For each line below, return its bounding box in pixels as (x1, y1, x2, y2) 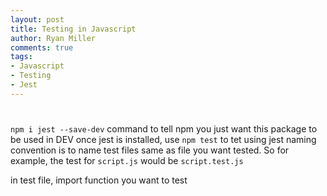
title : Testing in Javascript (10, 24, 137, 34)
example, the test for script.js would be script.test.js (10, 154, 244, 166)
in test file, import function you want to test (10, 174, 188, 186)
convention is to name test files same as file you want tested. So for (10, 144, 290, 156)
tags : (10, 52, 33, 62)
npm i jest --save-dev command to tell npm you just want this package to (10, 122, 318, 135)
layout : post (10, 14, 65, 25)
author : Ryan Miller (10, 33, 97, 43)
